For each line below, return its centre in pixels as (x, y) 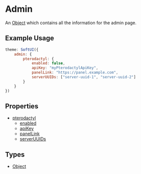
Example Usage (30, 38)
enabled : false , (48, 63)
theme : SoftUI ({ (22, 50)
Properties (22, 106)
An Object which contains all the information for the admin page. (71, 23)
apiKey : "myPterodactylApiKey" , (65, 68)
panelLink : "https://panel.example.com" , (75, 72)
